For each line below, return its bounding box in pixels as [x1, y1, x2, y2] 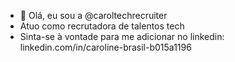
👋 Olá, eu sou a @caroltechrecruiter [19, 10, 168, 21]
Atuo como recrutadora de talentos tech [19, 20, 185, 32]
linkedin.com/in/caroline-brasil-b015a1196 [19, 41, 192, 53]
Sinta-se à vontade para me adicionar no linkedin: [19, 31, 225, 42]
